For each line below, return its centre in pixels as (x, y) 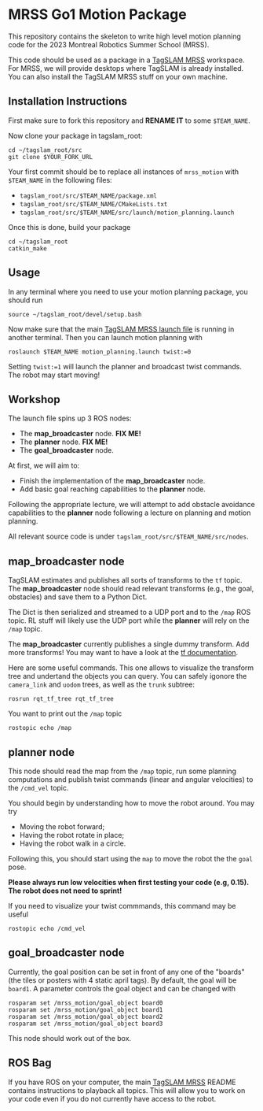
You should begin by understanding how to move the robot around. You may (131, 803)
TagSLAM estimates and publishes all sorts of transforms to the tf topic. (125, 580)
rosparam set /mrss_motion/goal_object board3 (86, 1024)
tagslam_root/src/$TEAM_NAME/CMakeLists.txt (93, 204)
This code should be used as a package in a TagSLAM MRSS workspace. (126, 60)
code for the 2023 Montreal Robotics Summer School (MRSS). (109, 44)
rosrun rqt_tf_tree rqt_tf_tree (61, 699)
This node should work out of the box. (70, 1038)
